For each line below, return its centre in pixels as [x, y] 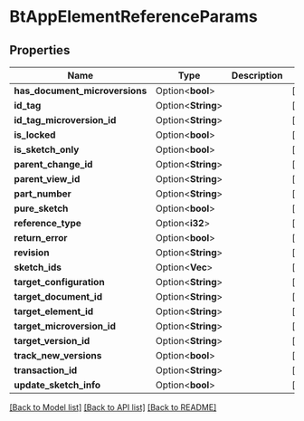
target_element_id [54, 311]
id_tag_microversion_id [65, 120]
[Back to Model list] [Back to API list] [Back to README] [113, 407]
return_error [41, 238]
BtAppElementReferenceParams [133, 17]
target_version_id [52, 341]
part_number [43, 194]
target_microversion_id [65, 326]
